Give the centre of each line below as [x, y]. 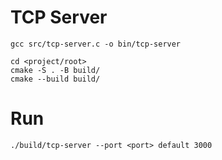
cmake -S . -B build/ [55, 70]
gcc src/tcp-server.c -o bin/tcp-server [96, 44]
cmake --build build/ [55, 79]
